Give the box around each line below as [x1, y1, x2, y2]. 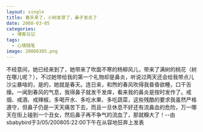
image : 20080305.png [6, 48, 59, 54]
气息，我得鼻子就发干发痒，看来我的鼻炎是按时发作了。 [48, 88, 186, 96]
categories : [6, 25, 36, 32]
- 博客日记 [11, 31, 36, 38]
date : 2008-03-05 [6, 20, 50, 26]
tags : [6, 37, 20, 43]
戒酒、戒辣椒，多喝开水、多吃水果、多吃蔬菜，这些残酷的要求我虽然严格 [16, 96, 197, 103]
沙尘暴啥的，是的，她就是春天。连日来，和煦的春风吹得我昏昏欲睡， [6, 81, 176, 88]
